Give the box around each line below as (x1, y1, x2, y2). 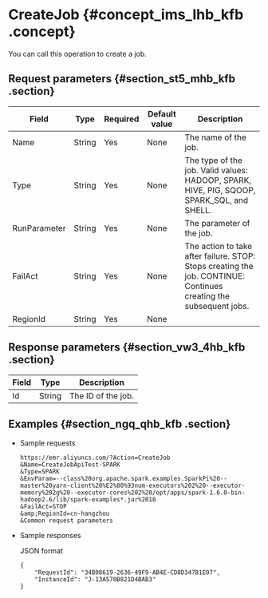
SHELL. (184, 204, 212, 216)
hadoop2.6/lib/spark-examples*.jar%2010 (19, 496, 156, 504)
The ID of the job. (69, 390, 134, 401)
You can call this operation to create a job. (8, 49, 148, 58)
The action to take (184, 240, 253, 251)
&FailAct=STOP (19, 503, 67, 511)
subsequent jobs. (184, 300, 250, 311)
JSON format (19, 546, 64, 556)
